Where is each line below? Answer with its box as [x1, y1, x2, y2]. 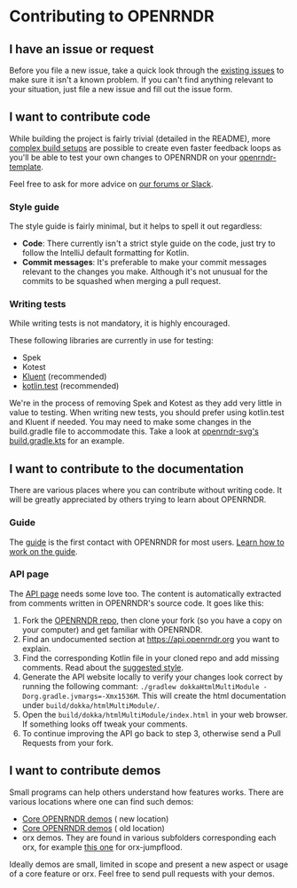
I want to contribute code [9, 109, 151, 125]
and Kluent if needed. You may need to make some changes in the [9, 417, 252, 428]
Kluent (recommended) [21, 371, 107, 382]
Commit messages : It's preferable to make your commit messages [21, 257, 268, 268]
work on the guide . [9, 546, 78, 556]
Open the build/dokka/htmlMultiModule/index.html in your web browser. [21, 709, 288, 719]
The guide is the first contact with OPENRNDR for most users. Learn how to [9, 537, 285, 547]
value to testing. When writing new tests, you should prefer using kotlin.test [9, 407, 285, 418]
